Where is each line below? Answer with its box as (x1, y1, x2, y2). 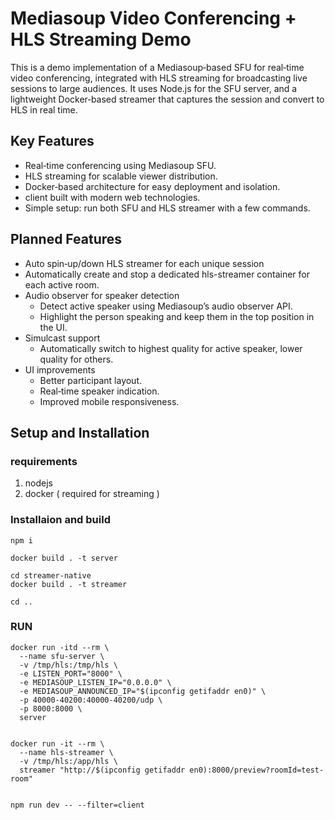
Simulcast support (24, 332, 101, 344)
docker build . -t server (10, 553, 118, 563)
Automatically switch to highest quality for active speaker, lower (39, 342, 303, 354)
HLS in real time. (10, 103, 78, 116)
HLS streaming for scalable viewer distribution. (24, 170, 218, 182)
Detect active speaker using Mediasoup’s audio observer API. (39, 300, 293, 312)
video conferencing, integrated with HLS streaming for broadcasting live (10, 72, 308, 84)
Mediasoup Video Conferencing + (10, 7, 297, 30)
